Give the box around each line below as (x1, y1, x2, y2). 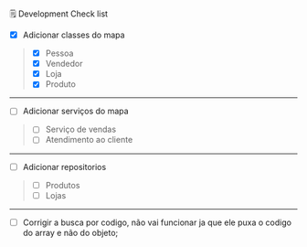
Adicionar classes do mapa (22, 29, 125, 40)
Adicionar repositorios (22, 161, 107, 172)
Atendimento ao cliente (45, 134, 133, 145)
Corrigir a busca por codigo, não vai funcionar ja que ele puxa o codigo (22, 217, 292, 228)
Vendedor (45, 59, 83, 70)
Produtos (45, 179, 80, 190)
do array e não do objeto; (22, 227, 119, 238)
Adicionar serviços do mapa (22, 105, 130, 117)
